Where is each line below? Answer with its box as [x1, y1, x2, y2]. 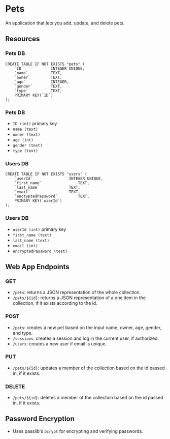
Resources [5, 35, 40, 43]
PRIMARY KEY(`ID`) [14, 93, 53, 98]
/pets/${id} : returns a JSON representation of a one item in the [12, 295, 146, 301]
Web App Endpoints [5, 262, 70, 271]
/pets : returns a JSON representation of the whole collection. [12, 289, 141, 296]
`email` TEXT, [14, 189, 81, 195]
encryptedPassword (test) [12, 249, 67, 254]
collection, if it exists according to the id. [12, 300, 97, 306]
